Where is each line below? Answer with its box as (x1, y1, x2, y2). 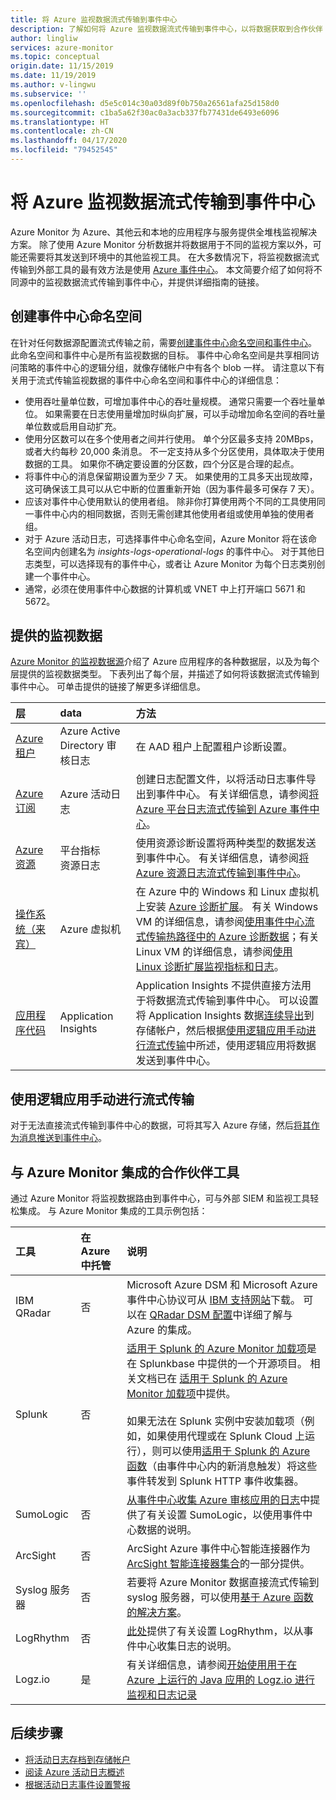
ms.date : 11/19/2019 (10, 71, 97, 81)
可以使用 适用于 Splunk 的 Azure (161, 1444, 311, 1458)
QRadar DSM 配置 (149, 1308, 233, 1322)
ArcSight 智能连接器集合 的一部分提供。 (126, 1557, 311, 1571)
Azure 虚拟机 (59, 922, 122, 936)
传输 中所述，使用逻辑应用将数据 (165, 1039, 317, 1053)
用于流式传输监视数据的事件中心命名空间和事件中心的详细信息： (18, 374, 282, 386)
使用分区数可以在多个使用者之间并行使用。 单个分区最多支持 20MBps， (24, 432, 319, 445)
